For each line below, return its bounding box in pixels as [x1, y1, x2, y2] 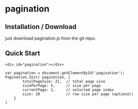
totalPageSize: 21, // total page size [22, 79, 105, 84]
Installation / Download [5, 23, 77, 31]
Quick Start [5, 49, 40, 57]
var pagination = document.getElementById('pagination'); [5, 70, 125, 75]
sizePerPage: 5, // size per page [22, 83, 101, 88]
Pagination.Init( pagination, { [5, 75, 70, 80]
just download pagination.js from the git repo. [5, 35, 96, 41]
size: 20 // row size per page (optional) [22, 92, 134, 96]
